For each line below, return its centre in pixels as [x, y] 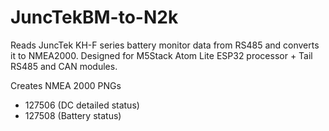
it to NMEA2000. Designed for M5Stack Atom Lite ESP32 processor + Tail [161, 55]
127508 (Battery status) [73, 115]
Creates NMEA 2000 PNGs [66, 85]
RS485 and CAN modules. [64, 66]
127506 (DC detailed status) [82, 105]
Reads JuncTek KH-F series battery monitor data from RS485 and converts [165, 45]
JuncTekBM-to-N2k [94, 17]
